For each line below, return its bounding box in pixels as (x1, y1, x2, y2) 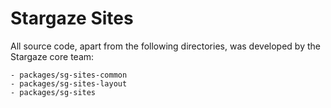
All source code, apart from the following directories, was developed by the (10, 40, 321, 52)
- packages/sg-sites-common (10, 70, 128, 80)
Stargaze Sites (10, 7, 134, 30)
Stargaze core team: (10, 50, 95, 62)
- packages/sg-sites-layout (10, 78, 128, 89)
